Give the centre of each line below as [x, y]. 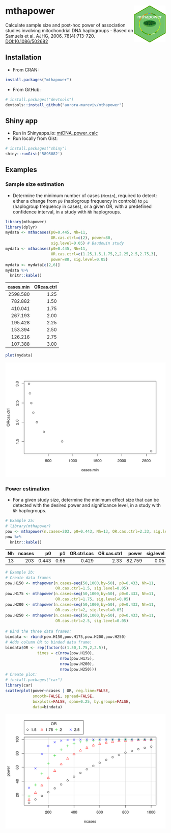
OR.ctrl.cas [82, 554]
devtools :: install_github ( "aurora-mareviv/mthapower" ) [65, 105]
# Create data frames [28, 578]
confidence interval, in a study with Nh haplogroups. [67, 211]
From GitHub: [26, 89]
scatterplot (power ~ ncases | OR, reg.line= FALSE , [58, 691]
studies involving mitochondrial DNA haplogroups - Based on [69, 30]
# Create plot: [21, 675]
